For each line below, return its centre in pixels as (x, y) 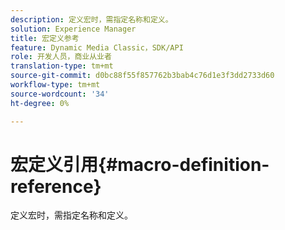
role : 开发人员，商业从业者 (61, 57)
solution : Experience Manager (73, 29)
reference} (56, 186)
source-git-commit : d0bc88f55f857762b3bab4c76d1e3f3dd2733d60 (142, 76)
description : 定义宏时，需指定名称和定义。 (91, 19)
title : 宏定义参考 (45, 38)
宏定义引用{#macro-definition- (140, 164)
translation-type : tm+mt (62, 66)
